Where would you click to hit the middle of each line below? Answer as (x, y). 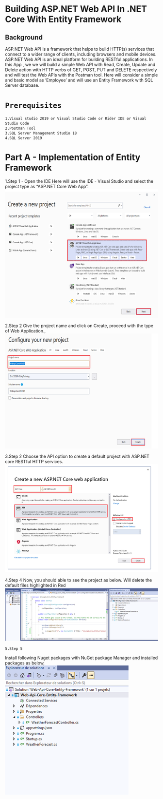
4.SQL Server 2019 (24, 138)
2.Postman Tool (20, 128)
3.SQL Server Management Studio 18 (41, 133)
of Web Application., (25, 331)
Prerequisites (33, 106)
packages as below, (25, 663)
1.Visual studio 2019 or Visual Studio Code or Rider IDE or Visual (76, 118)
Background (24, 37)
